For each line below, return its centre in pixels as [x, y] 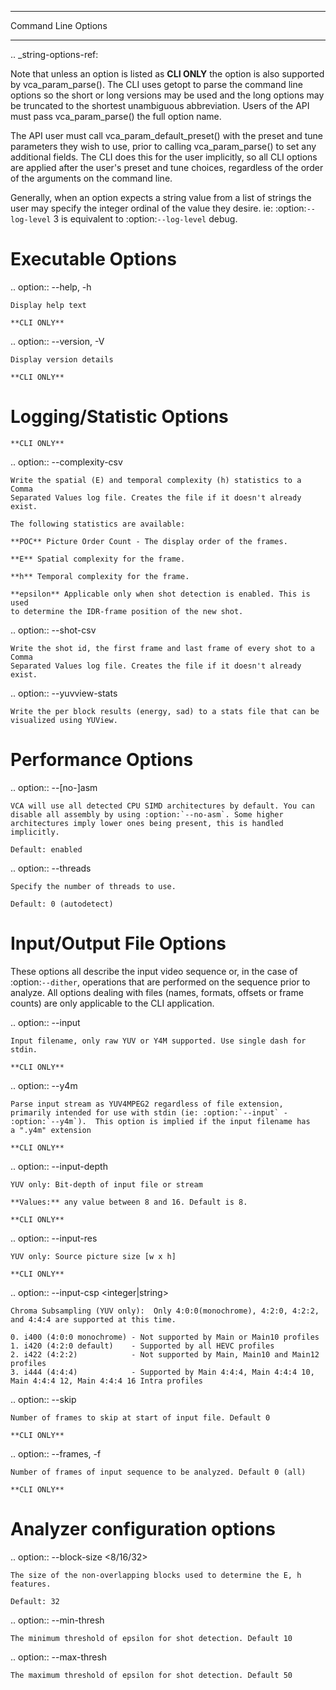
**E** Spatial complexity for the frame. [98, 559]
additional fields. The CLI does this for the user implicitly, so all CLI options [164, 157]
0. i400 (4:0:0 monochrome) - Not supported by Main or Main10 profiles [165, 1337]
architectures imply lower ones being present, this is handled [147, 823]
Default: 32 [35, 1601]
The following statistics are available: [98, 524]
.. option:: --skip [43, 1399]
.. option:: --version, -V [57, 341]
